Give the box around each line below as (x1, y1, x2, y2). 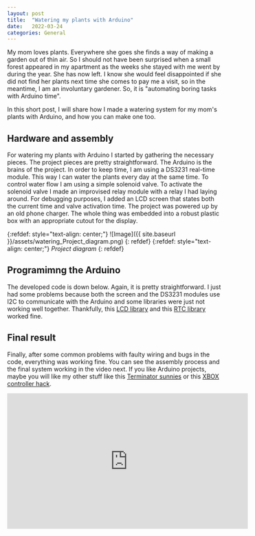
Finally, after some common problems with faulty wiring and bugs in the (7, 350, 210, 358)
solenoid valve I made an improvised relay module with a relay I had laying (7, 187, 218, 196)
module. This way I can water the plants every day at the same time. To (7, 173, 209, 181)
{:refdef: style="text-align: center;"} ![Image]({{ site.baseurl (7, 230, 176, 238)
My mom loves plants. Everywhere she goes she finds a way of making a (7, 48, 214, 56)
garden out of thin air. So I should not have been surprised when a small (7, 56, 211, 64)
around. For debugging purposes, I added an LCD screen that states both (7, 195, 214, 203)
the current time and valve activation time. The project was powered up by (7, 202, 218, 211)
